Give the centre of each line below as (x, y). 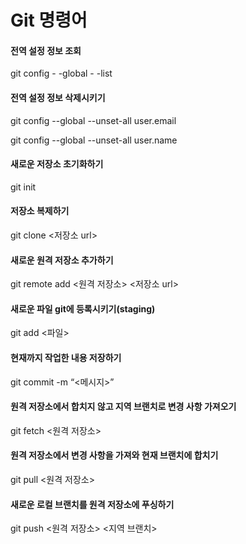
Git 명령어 (49, 20)
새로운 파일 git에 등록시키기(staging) (83, 308)
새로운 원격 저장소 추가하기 (62, 260)
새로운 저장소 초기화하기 (57, 164)
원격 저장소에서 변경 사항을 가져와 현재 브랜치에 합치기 (114, 455)
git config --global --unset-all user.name (94, 140)
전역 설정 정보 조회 (46, 50)
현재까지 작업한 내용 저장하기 (66, 357)
